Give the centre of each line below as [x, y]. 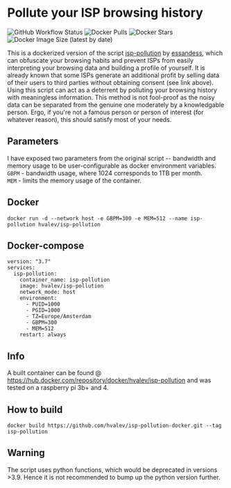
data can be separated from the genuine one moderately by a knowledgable [116, 104]
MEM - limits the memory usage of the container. [75, 180]
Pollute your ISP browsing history [105, 13]
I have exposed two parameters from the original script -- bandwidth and [112, 158]
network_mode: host [48, 292]
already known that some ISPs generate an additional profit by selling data [113, 75]
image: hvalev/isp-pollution [62, 286]
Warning [26, 453]
